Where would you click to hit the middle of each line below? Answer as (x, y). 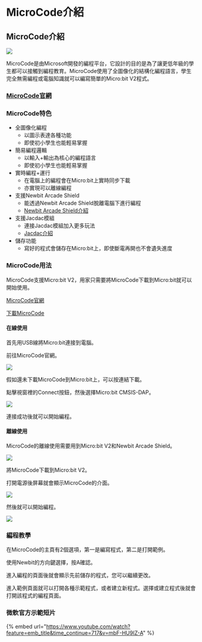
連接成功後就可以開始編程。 (41, 416)
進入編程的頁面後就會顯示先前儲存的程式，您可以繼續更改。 (80, 575)
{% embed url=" (26, 626)
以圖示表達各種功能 (48, 135)
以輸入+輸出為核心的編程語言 (60, 158)
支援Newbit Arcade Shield (47, 195)
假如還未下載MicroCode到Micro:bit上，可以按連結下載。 (76, 379)
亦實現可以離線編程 (48, 188)
